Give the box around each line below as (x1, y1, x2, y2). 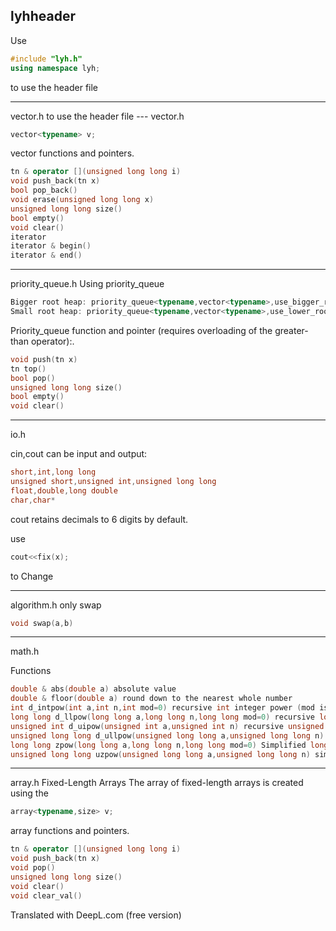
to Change (10, 570, 54, 582)
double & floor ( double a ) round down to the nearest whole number (10, 694, 293, 704)
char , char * (10, 495, 56, 505)
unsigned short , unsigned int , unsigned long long (10, 477, 217, 487)
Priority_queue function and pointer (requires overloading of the (10, 324, 273, 336)
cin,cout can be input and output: (10, 448, 148, 460)
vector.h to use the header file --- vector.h (10, 110, 185, 122)
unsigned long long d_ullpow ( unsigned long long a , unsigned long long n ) (10, 730, 325, 741)
